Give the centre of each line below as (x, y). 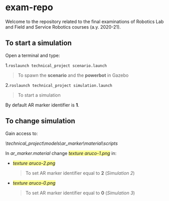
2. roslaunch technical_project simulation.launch (59, 85)
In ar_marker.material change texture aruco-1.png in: (61, 153)
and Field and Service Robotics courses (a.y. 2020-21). (63, 27)
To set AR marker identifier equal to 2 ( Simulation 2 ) (80, 173)
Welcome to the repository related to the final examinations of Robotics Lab (84, 21)
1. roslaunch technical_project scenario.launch (56, 65)
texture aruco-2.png (34, 163)
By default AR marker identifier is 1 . (42, 105)
